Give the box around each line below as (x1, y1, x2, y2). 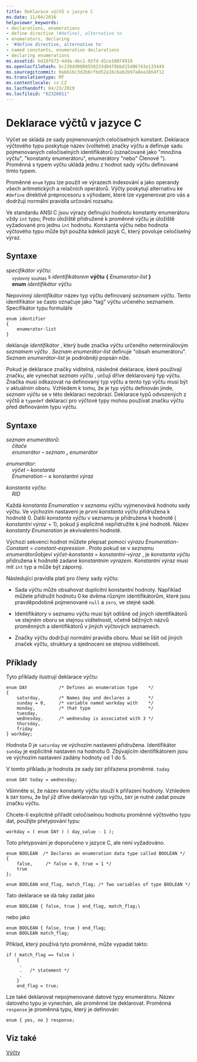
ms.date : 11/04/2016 (6, 14, 57, 20)
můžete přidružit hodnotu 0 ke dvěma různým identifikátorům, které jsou (14, 592, 191, 599)
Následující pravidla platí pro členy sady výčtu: (6, 575, 119, 582)
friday (16, 726, 33, 732)
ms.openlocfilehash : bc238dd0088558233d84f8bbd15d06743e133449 (6, 63, 165, 70)
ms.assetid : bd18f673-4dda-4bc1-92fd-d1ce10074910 (6, 58, 133, 64)
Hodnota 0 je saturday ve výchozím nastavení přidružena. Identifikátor (6, 741, 176, 748)
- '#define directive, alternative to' (6, 42, 104, 48)
